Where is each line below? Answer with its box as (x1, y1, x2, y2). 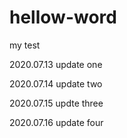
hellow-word (9, 6, 117, 29)
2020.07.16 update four (9, 116, 104, 128)
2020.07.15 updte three (9, 97, 104, 109)
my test (9, 39, 41, 51)
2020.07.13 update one (9, 58, 103, 70)
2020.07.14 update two (9, 77, 103, 90)
